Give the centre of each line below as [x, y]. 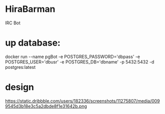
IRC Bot [13, 23]
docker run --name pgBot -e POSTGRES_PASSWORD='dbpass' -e [73, 57]
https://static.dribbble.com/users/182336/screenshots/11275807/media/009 [82, 101]
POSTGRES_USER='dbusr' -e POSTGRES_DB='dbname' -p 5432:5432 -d [80, 62]
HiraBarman [30, 9]
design [20, 87]
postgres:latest [20, 67]
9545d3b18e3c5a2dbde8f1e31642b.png [46, 106]
